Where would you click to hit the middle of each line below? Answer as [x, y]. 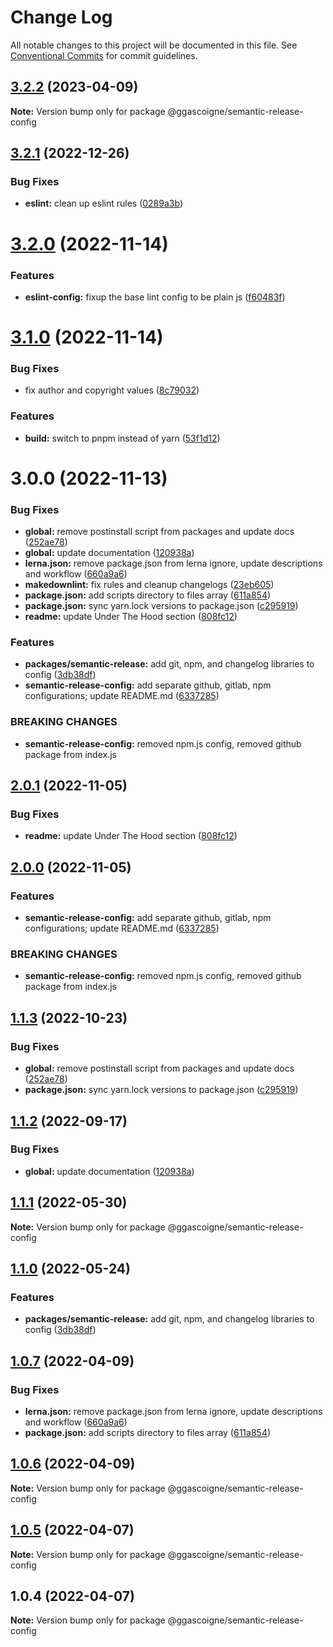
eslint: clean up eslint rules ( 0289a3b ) [103, 203]
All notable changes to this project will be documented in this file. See [154, 45]
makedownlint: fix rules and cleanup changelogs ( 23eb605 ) [149, 585]
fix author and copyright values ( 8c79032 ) [112, 390]
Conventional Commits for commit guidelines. [104, 55]
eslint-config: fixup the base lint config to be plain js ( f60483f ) [155, 297]
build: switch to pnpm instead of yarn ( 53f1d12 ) [122, 438]
